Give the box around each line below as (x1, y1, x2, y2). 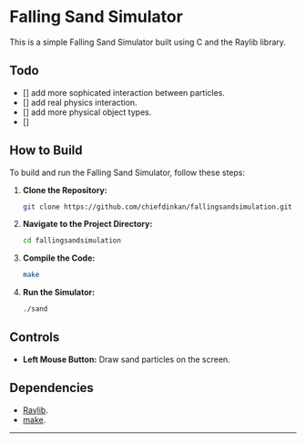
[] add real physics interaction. (22, 97, 138, 108)
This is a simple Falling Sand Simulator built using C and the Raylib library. (9, 36, 287, 47)
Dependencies (9, 380, 94, 396)
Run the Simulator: (22, 287, 96, 298)
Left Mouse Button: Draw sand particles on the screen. (22, 354, 230, 365)
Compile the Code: (22, 252, 96, 263)
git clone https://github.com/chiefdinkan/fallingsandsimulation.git (22, 202, 293, 211)
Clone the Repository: (22, 184, 107, 195)
